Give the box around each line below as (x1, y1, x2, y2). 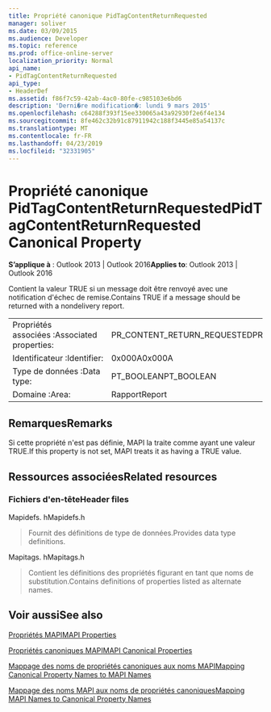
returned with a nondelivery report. (8, 301, 125, 311)
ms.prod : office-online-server (8, 49, 114, 57)
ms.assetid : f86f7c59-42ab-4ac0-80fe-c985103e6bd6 (8, 94, 182, 103)
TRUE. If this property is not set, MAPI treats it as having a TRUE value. (8, 446, 242, 456)
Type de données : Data (12, 366, 101, 377)
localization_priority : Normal (8, 57, 114, 65)
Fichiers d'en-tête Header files (8, 494, 129, 505)
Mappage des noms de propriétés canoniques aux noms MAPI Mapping (8, 661, 245, 671)
